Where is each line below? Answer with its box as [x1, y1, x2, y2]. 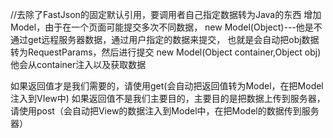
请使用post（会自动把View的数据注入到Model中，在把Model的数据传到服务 [10, 105, 320, 117]
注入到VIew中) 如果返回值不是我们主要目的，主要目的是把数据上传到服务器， [10, 93, 326, 104]
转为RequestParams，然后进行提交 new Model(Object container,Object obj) [10, 46, 322, 58]
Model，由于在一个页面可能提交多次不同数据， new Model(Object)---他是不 [10, 21, 323, 33]
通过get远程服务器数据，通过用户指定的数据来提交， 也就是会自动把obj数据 [10, 34, 320, 45]
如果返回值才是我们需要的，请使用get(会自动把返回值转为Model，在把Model [10, 80, 324, 92]
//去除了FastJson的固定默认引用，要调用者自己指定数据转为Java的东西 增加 [10, 9, 322, 20]
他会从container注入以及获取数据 [10, 59, 147, 70]
